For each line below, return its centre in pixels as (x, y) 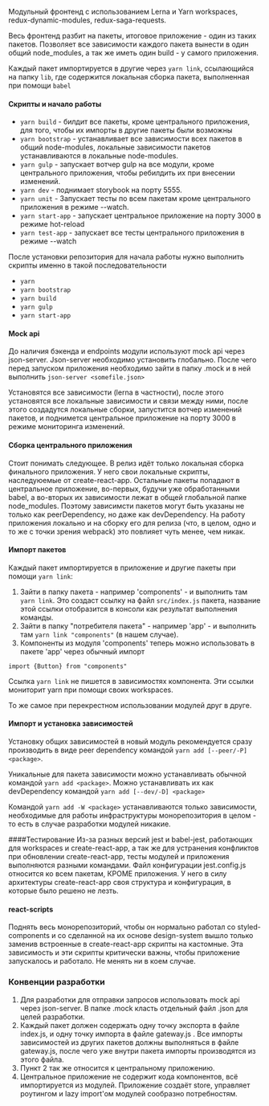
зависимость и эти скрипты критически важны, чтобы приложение (124, 952)
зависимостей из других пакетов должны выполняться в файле (129, 1042)
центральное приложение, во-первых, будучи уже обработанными (124, 489)
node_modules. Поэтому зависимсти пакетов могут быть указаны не (126, 506)
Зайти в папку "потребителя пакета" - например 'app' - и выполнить (138, 625)
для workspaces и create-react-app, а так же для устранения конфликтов (134, 848)
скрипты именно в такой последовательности (88, 265)
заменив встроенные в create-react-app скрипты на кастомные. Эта (126, 944)
